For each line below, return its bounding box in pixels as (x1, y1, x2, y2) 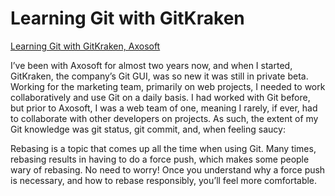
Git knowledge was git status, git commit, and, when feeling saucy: (10, 123, 286, 135)
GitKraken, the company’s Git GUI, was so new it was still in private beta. (10, 70, 309, 82)
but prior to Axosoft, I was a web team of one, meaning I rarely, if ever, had (10, 102, 318, 114)
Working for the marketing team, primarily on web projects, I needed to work (10, 80, 326, 92)
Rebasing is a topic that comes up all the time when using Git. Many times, (10, 142, 317, 154)
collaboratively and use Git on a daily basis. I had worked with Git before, (10, 91, 311, 103)
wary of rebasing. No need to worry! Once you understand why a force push (10, 163, 326, 176)
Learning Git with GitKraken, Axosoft (10, 40, 161, 52)
